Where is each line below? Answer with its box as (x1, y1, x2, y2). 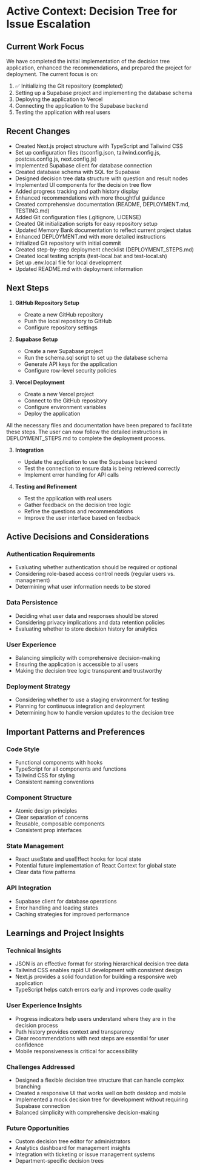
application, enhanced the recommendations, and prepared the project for (6, 64, 192, 71)
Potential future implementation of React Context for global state (15, 862, 176, 869)
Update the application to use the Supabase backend (24, 458, 158, 465)
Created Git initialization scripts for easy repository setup (15, 220, 158, 227)
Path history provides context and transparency (15, 1028, 135, 1035)
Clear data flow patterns (15, 869, 76, 876)
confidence (15, 1041, 44, 1048)
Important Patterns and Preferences (6, 726, 145, 737)
